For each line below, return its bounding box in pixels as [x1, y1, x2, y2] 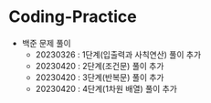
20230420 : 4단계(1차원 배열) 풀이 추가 [35, 83, 177, 94]
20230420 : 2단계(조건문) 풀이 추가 [35, 60, 164, 71]
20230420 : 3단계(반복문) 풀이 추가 [35, 71, 164, 83]
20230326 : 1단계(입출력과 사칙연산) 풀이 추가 [35, 48, 202, 60]
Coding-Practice [8, 6, 138, 27]
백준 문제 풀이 [21, 37, 71, 48]
